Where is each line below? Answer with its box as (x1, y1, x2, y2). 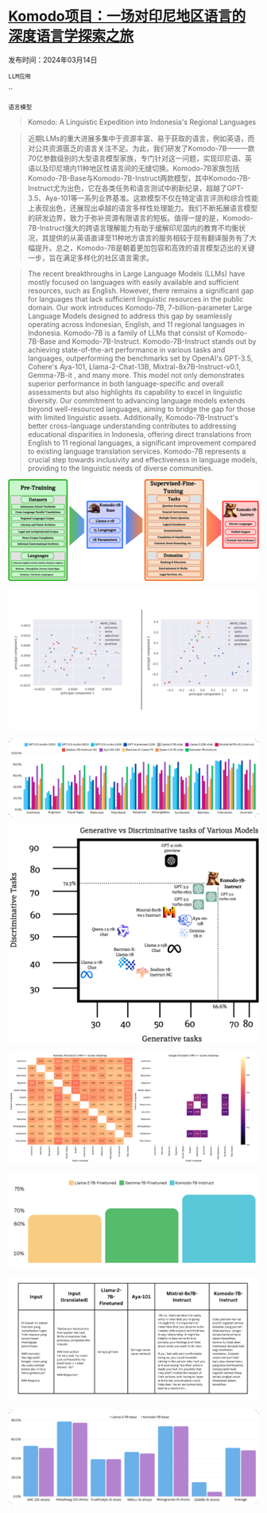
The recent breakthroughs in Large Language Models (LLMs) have (27, 268, 246, 279)
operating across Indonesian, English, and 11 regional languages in (27, 319, 245, 329)
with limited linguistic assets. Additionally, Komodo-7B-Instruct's (27, 412, 239, 422)
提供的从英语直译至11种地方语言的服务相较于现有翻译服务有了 (48, 232, 250, 243)
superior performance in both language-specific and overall (27, 379, 224, 388)
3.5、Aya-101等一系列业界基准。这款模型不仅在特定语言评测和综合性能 (27, 193, 259, 203)
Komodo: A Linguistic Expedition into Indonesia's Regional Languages (27, 117, 257, 127)
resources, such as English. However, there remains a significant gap (27, 286, 254, 295)
